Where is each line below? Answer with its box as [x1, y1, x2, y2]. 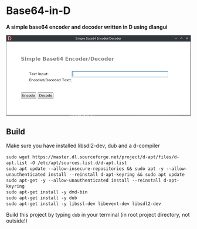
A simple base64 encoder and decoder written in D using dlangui [6, 23, 168, 30]
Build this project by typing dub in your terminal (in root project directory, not [6, 211, 190, 218]
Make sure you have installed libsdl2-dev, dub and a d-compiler [6, 142, 160, 150]
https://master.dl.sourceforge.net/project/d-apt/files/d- [32, 154, 180, 160]
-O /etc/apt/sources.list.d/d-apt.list [29, 160, 127, 166]
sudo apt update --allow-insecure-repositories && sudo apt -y [6, 166, 164, 172]
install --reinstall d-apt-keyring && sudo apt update [47, 172, 185, 178]
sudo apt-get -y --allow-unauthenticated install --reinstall [6, 178, 161, 183]
